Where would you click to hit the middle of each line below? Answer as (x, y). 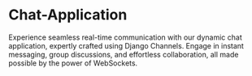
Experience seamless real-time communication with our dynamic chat (125, 37)
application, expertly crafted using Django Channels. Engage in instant (126, 45)
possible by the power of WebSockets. (73, 63)
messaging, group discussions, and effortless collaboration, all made (124, 54)
